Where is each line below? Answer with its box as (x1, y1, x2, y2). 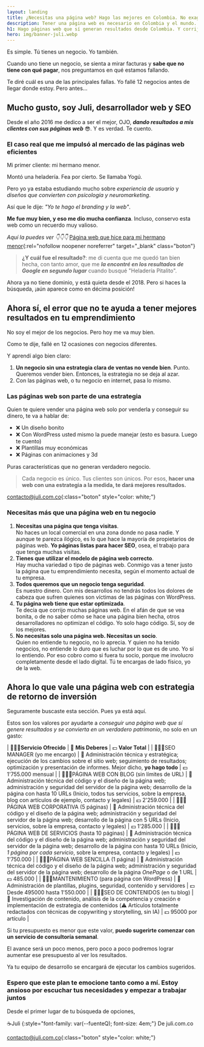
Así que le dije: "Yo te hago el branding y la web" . (7, 203, 131, 210)
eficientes (7, 147, 38, 156)
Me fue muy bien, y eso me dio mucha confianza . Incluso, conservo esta (7, 215, 191, 223)
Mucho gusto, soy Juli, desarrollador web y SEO (7, 102, 191, 112)
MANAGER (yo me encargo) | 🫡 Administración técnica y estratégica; (7, 751, 179, 758)
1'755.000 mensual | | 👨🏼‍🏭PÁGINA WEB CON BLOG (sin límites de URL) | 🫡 (7, 770, 192, 778)
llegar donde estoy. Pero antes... (7, 85, 88, 92)
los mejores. (15, 626, 47, 633)
